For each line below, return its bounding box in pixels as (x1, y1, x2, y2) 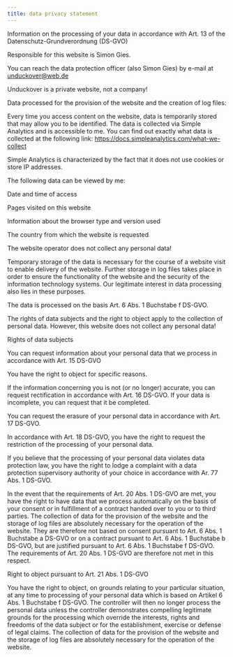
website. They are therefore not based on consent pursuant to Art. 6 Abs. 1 (7, 526, 223, 535)
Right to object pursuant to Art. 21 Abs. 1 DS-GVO (7, 570, 149, 578)
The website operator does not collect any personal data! (7, 244, 172, 252)
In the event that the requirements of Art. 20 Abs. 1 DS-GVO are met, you (7, 489, 216, 498)
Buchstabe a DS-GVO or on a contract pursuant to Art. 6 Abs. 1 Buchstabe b (7, 534, 226, 542)
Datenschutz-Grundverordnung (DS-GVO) (7, 36, 128, 45)
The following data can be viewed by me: (7, 176, 126, 185)
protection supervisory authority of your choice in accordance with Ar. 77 (7, 468, 218, 477)
